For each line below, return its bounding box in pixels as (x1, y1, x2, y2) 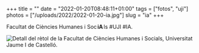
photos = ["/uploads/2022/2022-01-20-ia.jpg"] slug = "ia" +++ (6, 11, 164, 19)
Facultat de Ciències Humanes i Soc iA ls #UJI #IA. (6, 23, 133, 30)
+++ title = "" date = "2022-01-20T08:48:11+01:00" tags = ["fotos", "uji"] (6, 5, 189, 12)
